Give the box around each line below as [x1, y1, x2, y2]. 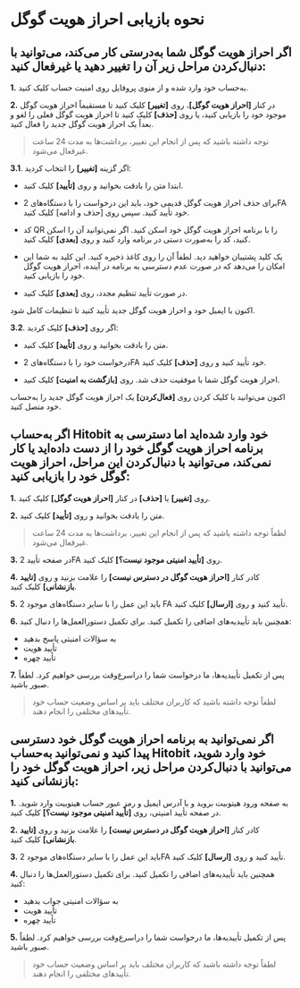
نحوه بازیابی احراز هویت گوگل [10, 9, 204, 30]
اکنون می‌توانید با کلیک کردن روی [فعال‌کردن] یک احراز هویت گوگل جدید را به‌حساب [10, 392, 286, 402]
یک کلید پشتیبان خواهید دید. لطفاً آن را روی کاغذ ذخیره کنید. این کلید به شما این [22, 251, 283, 261]
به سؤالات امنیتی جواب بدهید [22, 895, 119, 906]
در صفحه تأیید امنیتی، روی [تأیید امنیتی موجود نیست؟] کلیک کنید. [10, 806, 221, 818]
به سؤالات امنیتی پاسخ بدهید [22, 633, 117, 643]
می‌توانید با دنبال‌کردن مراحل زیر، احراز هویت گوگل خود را [10, 760, 292, 775]
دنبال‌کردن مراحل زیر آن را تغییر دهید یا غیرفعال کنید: [10, 58, 267, 73]
